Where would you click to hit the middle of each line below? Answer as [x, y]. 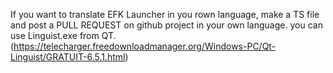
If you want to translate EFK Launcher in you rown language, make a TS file [165, 14]
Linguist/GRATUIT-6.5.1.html [68, 57]
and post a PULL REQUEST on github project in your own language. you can [166, 25]
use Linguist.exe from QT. [63, 35]
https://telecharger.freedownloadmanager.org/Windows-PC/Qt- [145, 46]
